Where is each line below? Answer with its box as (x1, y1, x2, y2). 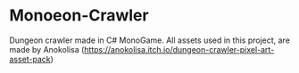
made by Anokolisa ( (9, 44, 85, 54)
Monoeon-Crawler (9, 5, 149, 26)
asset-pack (9, 53, 51, 64)
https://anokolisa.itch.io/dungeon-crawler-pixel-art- (84, 44, 275, 54)
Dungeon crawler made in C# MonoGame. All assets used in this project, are (9, 35, 290, 45)
